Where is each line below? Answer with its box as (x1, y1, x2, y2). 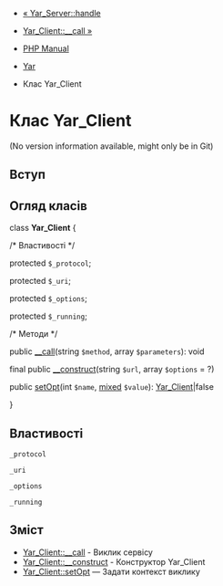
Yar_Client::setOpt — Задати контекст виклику (22, 566, 200, 577)
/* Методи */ (9, 329, 58, 340)
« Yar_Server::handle (22, 8, 102, 18)
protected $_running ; (9, 310, 88, 322)
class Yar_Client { (9, 223, 76, 234)
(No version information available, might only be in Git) (9, 141, 214, 152)
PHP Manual (22, 43, 70, 54)
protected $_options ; (9, 293, 88, 304)
